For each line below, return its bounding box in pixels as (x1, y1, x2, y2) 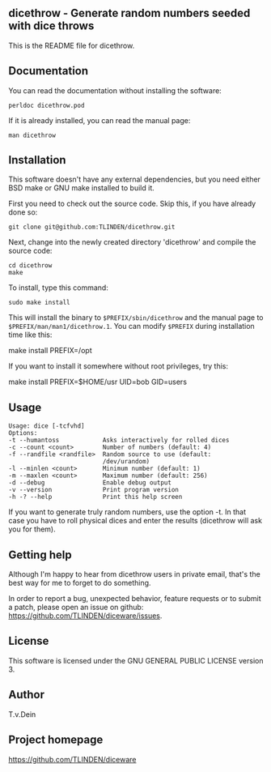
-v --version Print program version (8, 486, 180, 494)
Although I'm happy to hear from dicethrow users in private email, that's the (8, 569, 260, 579)
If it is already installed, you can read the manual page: (8, 115, 191, 125)
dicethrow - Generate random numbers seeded (8, 6, 251, 20)
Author (8, 688, 44, 702)
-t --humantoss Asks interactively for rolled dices (8, 437, 230, 445)
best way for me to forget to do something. (8, 578, 151, 588)
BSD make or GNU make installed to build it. (8, 183, 155, 193)
